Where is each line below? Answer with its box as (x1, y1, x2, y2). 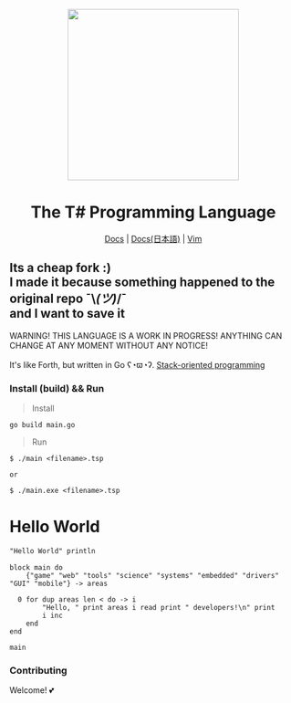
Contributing (9, 664, 68, 677)
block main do (9, 562, 64, 572)
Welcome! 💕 (9, 685, 55, 696)
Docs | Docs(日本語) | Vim (104, 233, 203, 244)
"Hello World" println (9, 546, 96, 555)
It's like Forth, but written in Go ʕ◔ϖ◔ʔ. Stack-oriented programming (9, 359, 265, 370)
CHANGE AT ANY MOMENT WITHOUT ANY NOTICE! (9, 340, 208, 351)
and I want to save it (9, 306, 126, 321)
